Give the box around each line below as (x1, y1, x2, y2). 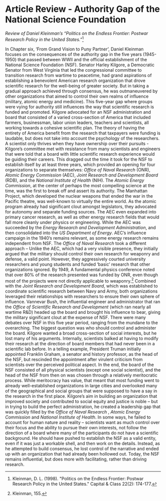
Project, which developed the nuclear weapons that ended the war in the (5, 193, 153, 199)
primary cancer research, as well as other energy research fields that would (5, 214, 160, 220)
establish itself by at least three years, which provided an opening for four (5, 162, 156, 167)
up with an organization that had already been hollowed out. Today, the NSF (5, 451, 160, 457)
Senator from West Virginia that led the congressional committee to (5, 67, 142, 73)
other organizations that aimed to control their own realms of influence (5, 93, 149, 99)
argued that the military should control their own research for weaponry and (5, 250, 160, 256)
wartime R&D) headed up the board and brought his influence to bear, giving (5, 309, 161, 315)
